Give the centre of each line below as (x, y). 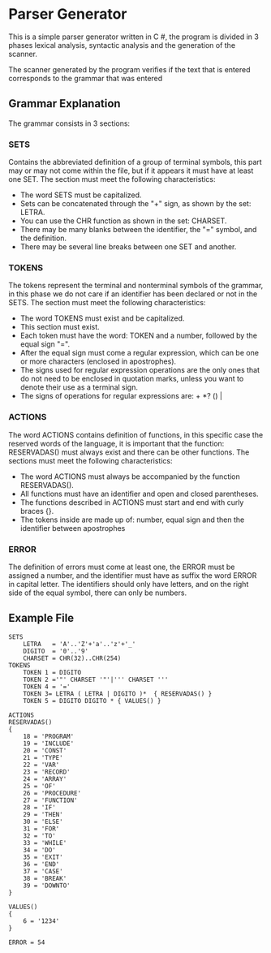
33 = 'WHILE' (45, 843)
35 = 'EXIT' (43, 857)
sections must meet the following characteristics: (90, 460)
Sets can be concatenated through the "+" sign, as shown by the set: (135, 204)
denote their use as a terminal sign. (79, 387)
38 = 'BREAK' (45, 878)
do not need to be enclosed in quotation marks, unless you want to (132, 379)
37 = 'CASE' (43, 871)
